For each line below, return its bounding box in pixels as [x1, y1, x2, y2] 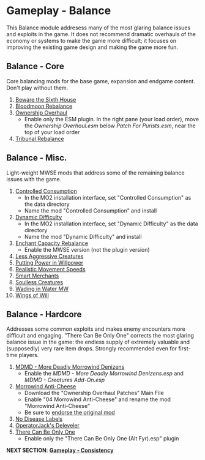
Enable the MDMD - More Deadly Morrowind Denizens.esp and [24, 370, 184, 377]
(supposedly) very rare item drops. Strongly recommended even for [6, 345, 177, 352]
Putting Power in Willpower [15, 258, 84, 266]
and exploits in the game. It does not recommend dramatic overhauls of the [6, 30, 196, 37]
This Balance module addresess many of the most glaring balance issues [6, 24, 191, 31]
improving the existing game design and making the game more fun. [6, 43, 179, 51]
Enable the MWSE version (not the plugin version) [24, 246, 150, 253]
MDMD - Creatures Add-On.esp [24, 376, 105, 383]
